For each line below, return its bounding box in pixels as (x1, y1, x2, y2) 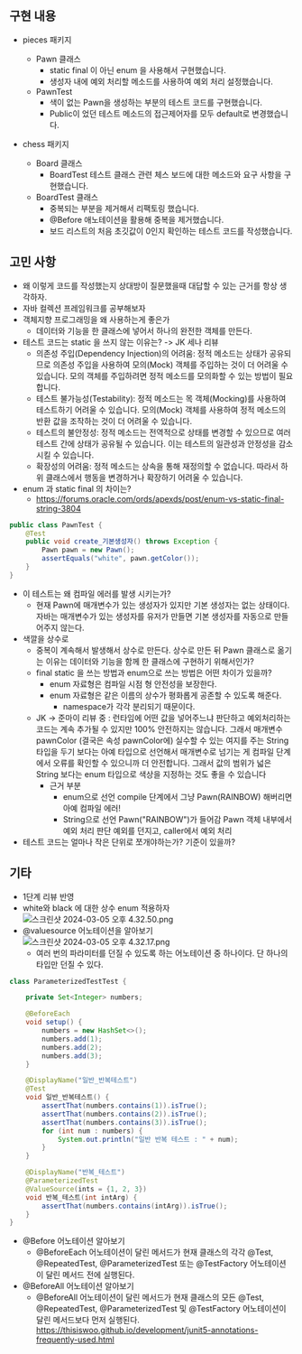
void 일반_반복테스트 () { (25, 1093, 110, 1102)
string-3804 (35, 503, 81, 514)
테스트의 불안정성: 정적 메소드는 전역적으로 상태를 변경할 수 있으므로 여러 (35, 427, 291, 438)
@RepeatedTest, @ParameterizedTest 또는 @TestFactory (35, 1258, 248, 1269)
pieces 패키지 (22, 34, 72, 45)
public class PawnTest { (9, 520, 103, 530)
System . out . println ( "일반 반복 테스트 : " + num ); (57, 1135, 239, 1144)
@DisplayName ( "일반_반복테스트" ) (25, 1076, 138, 1085)
